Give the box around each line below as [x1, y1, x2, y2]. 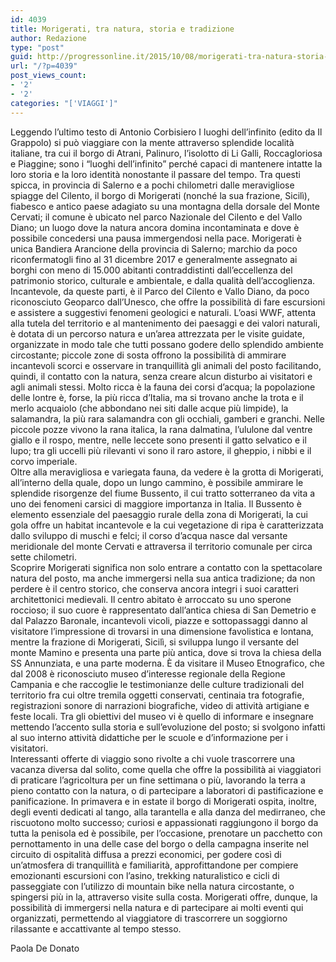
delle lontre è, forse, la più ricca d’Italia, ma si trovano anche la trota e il [10, 391, 304, 403]
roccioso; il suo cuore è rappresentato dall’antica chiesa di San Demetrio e [10, 604, 317, 616]
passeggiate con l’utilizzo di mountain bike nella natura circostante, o [10, 880, 295, 892]
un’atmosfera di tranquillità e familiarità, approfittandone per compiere [10, 859, 299, 871]
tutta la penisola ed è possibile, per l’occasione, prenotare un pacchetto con [10, 827, 323, 839]
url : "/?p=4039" [10, 61, 78, 71]
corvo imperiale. [10, 455, 78, 467]
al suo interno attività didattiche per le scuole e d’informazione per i [10, 731, 288, 743]
